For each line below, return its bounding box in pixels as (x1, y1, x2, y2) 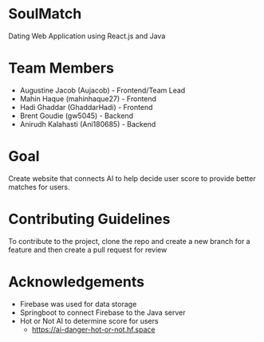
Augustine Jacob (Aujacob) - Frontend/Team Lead (19, 85, 186, 95)
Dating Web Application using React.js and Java (8, 31, 166, 41)
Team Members (8, 59, 114, 77)
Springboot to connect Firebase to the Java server (19, 308, 186, 317)
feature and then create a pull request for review (8, 245, 167, 254)
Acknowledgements (8, 273, 145, 291)
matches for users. (8, 182, 70, 191)
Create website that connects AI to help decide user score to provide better (8, 173, 257, 183)
